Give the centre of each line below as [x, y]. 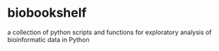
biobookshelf [47, 13]
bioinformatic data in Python [48, 39]
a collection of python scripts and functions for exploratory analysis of [109, 32]
